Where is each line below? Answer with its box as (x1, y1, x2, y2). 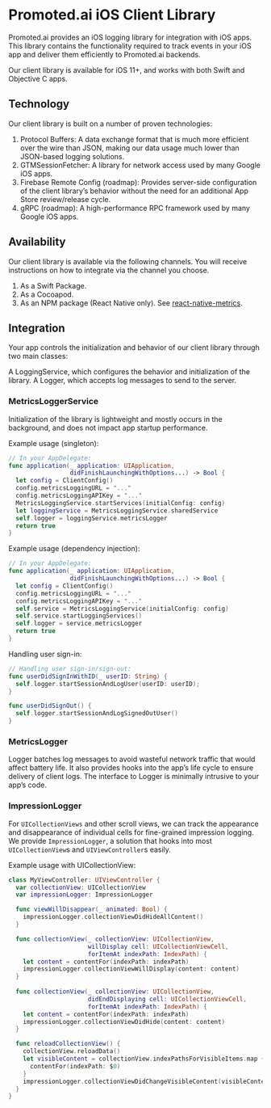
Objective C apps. (8, 74, 69, 83)
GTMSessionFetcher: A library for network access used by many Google (19, 160, 261, 170)
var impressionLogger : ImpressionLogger (15, 891, 153, 899)
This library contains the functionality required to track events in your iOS (8, 40, 252, 50)
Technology (8, 97, 70, 111)
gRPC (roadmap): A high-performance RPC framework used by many (19, 203, 250, 213)
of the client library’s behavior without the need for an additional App (19, 186, 248, 196)
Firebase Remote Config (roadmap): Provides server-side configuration (19, 177, 257, 187)
